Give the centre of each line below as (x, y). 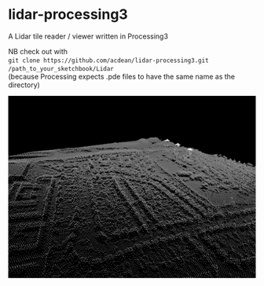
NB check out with (38, 51)
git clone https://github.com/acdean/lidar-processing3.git (109, 60)
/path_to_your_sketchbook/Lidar (61, 68)
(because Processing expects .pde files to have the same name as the (122, 76)
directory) (24, 85)
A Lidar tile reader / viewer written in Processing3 (88, 36)
